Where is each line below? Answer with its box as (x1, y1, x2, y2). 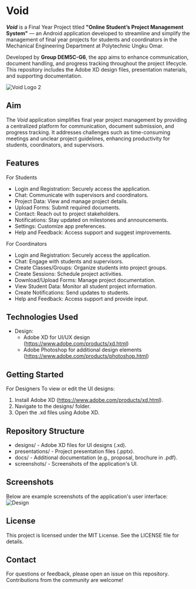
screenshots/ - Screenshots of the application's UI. (14, 461, 138, 467)
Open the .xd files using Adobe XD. (14, 409, 100, 416)
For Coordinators (6, 240, 47, 247)
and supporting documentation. (6, 72, 83, 79)
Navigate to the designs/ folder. (14, 403, 91, 410)
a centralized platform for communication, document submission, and (6, 122, 174, 130)
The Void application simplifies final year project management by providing (6, 116, 187, 123)
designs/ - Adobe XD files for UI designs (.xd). (14, 442, 127, 448)
